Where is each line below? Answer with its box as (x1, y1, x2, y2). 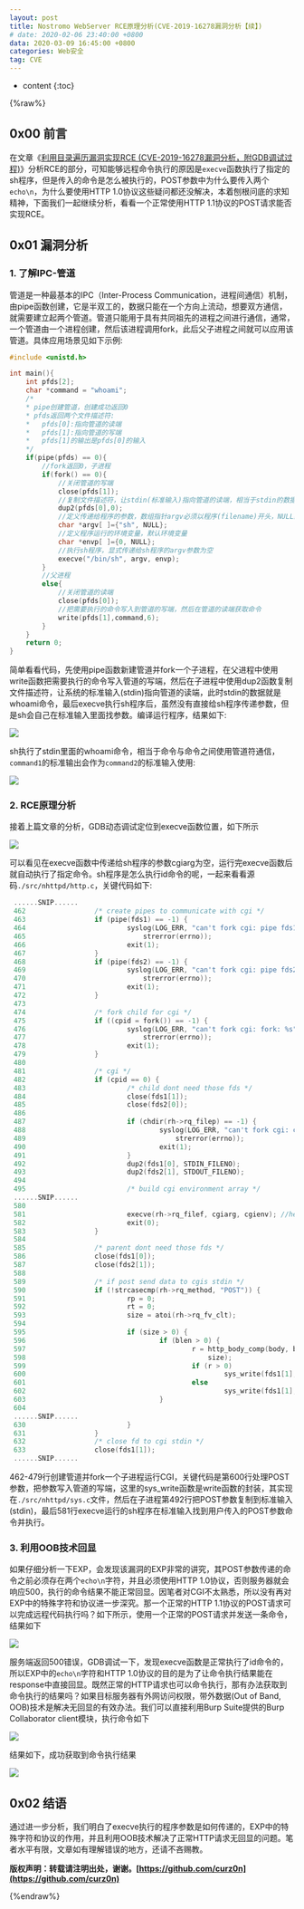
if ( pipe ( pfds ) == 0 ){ (25, 454, 107, 463)
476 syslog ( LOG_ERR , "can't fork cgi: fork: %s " (13, 1024, 298, 1033)
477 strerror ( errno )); (13, 1033, 213, 1042)
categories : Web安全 (9, 47, 84, 56)
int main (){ (9, 369, 54, 379)
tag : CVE (9, 55, 43, 64)
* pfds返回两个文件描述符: (25, 411, 115, 420)
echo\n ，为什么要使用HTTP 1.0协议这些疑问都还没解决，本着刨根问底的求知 (9, 186, 290, 197)
